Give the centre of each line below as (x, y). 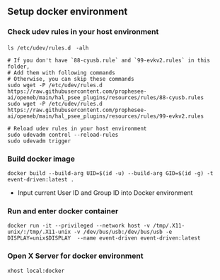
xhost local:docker (36, 271)
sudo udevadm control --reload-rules (63, 135)
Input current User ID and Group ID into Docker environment (105, 192)
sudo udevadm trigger (39, 141)
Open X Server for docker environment (75, 256)
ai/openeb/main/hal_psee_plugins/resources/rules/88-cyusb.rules (105, 97)
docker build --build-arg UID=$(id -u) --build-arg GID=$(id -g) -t (110, 173)
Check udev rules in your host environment (83, 32)
